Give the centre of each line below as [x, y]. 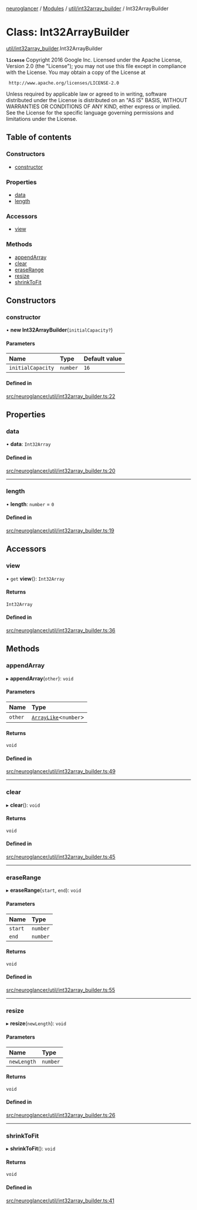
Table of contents [39, 137]
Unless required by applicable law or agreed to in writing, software [86, 94]
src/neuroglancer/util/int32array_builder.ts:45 [61, 857]
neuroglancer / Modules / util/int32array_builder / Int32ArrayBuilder [87, 9]
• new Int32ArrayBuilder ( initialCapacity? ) [60, 330]
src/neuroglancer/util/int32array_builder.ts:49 [61, 771]
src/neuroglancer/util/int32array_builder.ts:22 [61, 396]
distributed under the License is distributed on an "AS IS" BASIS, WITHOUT [97, 100]
